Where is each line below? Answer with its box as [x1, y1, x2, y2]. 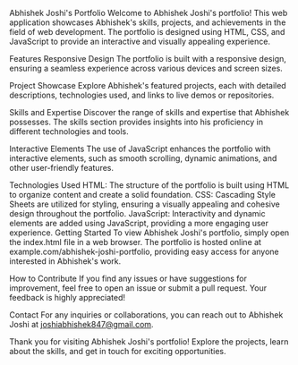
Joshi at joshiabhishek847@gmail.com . [9, 319, 154, 329]
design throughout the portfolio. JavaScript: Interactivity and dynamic [9, 208, 266, 218]
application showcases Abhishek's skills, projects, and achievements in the [9, 17, 286, 28]
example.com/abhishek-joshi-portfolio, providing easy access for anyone [9, 246, 279, 257]
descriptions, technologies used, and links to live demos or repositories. [9, 89, 275, 100]
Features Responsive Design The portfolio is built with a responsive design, [9, 54, 286, 64]
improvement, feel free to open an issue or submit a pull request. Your [9, 283, 267, 293]
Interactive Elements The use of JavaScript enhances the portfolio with [9, 143, 271, 154]
